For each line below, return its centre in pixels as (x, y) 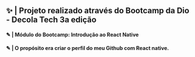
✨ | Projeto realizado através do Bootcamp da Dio (98, 11)
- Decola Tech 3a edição (51, 20)
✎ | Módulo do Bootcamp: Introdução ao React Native (73, 34)
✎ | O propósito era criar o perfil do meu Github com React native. (88, 48)
